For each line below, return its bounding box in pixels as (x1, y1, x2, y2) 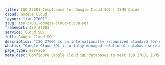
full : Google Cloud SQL (5, 35, 54, 40)
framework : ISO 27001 (5, 25, 50, 30)
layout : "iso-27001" (5, 16, 48, 21)
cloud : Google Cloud (5, 12, 48, 17)
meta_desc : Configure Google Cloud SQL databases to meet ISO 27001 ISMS (5, 52, 160, 58)
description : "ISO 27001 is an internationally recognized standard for (5, 39, 157, 44)
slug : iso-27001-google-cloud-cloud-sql (5, 21, 89, 26)
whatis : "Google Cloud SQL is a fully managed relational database (5, 43, 146, 48)
